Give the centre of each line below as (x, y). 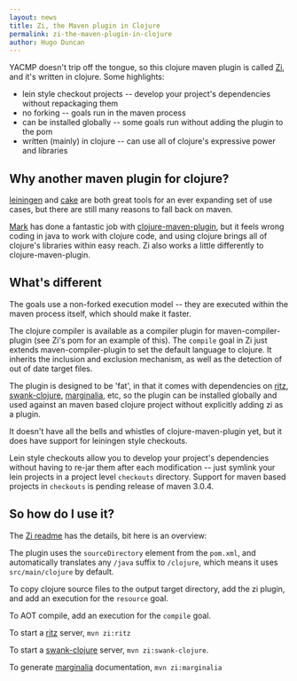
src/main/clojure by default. (62, 571)
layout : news (33, 17)
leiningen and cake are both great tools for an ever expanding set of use (141, 200)
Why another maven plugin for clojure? (119, 178)
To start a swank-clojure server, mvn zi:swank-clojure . (109, 650)
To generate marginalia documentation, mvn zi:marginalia (116, 667)
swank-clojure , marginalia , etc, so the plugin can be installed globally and (143, 395)
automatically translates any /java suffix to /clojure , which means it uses (144, 562)
